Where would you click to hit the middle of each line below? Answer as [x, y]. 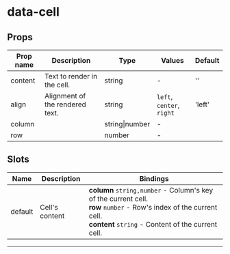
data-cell [33, 12]
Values [172, 60]
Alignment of [65, 96]
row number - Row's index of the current [153, 207]
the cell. [57, 85]
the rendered [65, 104]
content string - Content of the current [153, 224]
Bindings [154, 178]
